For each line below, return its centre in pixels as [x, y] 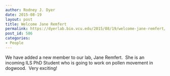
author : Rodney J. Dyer [30, 10]
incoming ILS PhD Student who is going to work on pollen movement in [79, 63]
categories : [18, 39]
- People [14, 43]
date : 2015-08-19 [24, 15]
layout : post [19, 19]
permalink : [17, 29]
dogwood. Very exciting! [31, 68]
